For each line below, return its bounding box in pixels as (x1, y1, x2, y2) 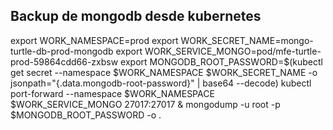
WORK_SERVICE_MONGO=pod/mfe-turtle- (144, 45, 322, 57)
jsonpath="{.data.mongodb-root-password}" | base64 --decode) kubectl (10, 77, 312, 89)
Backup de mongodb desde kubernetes (10, 8, 262, 25)
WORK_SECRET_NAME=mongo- (180, 34, 314, 46)
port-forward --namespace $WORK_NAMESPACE (10, 87, 215, 99)
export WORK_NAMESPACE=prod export (10, 34, 179, 46)
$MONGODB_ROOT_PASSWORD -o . (10, 109, 162, 121)
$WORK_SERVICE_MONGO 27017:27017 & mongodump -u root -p (10, 98, 281, 110)
